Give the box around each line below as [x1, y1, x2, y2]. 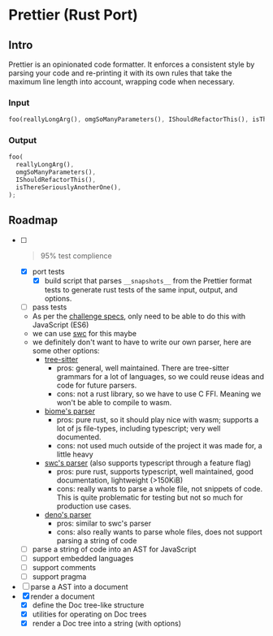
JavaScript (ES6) [32, 319, 89, 330]
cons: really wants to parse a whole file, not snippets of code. [56, 483, 263, 493]
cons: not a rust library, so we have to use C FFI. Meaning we [56, 388, 262, 399]
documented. [56, 432, 102, 442]
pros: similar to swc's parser [56, 518, 152, 528]
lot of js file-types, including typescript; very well [56, 423, 221, 433]
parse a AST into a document [30, 582, 128, 591]
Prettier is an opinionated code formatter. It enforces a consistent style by [8, 59, 255, 69]
